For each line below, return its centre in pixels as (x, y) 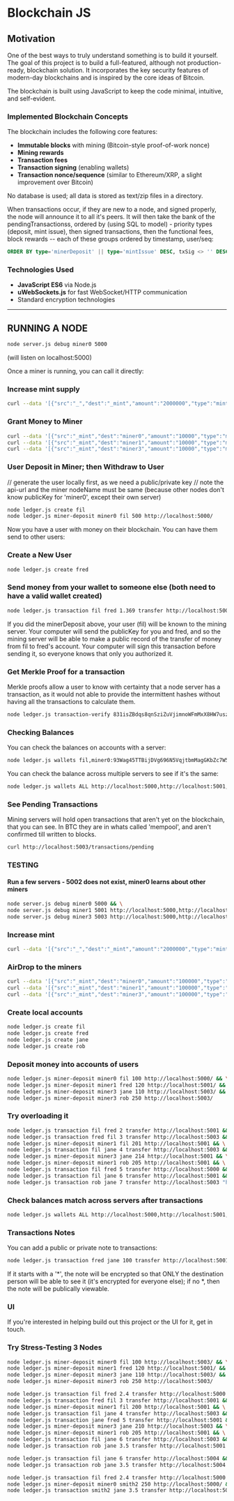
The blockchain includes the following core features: (83, 132)
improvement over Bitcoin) (55, 182)
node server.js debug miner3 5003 (57, 917)
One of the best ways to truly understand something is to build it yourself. (112, 55)
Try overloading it (38, 1116)
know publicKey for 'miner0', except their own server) (84, 497)
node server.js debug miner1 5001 (57, 911)
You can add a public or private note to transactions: (83, 1248)
